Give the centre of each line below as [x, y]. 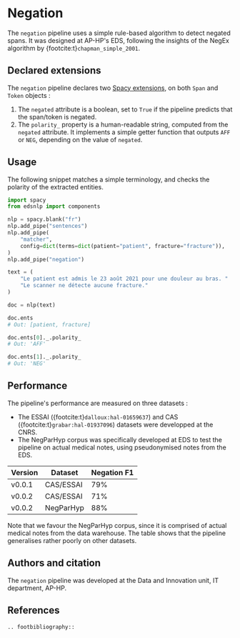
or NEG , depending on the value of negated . [80, 139]
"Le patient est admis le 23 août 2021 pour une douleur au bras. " [124, 279]
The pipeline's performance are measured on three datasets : [97, 403]
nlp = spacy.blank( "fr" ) [44, 219]
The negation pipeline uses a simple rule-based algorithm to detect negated [119, 33]
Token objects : [29, 95]
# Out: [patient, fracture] [49, 324]
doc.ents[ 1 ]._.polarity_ [44, 357]
